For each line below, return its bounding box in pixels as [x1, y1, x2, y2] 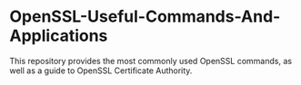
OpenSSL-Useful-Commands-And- [9, 6, 281, 27]
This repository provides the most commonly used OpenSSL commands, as [9, 55, 293, 66]
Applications [9, 25, 108, 46]
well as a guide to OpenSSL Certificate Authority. [9, 65, 193, 76]
